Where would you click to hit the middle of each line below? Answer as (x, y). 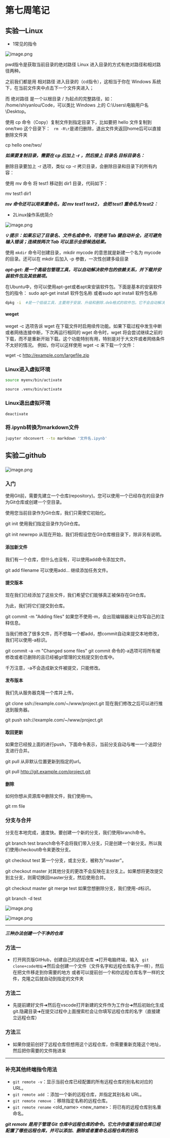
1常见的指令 (25, 44)
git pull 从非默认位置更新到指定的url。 (45, 762)
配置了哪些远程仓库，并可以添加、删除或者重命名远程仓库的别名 (72, 1130)
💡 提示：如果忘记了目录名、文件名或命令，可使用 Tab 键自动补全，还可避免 (83, 235)
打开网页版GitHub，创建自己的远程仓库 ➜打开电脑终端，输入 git (81, 959)
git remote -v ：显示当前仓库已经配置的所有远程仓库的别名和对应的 (83, 1082)
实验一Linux (24, 31)
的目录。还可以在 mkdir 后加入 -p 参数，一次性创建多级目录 (67, 259)
